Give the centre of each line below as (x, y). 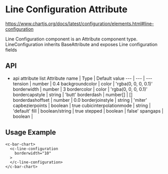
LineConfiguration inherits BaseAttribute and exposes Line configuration (81, 44)
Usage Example (31, 132)
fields (11, 50)
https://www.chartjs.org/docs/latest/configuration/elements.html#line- (80, 24)
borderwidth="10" (33, 153)
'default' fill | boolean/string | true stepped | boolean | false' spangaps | (88, 111)
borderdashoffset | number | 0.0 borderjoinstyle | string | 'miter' (80, 100)
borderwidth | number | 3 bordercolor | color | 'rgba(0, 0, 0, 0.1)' (80, 89)
